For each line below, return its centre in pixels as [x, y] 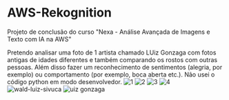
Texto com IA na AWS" [39, 39]
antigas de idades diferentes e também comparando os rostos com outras [112, 59]
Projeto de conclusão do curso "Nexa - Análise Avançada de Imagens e [109, 32]
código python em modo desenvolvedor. [64, 81]
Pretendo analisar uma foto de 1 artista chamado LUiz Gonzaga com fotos [112, 52]
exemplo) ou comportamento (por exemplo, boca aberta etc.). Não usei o [111, 74]
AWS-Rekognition [59, 13]
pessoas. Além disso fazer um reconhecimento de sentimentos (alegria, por [115, 67]
